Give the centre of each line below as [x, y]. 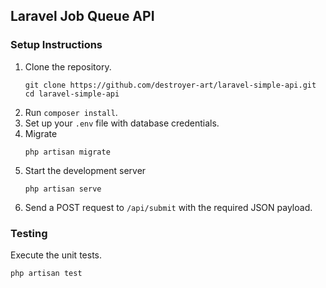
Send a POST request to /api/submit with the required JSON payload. [168, 207]
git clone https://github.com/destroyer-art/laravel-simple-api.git [170, 85]
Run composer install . [71, 112]
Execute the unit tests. [56, 255]
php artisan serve [63, 189]
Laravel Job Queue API [82, 16]
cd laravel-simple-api [72, 94]
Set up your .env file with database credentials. [122, 123]
